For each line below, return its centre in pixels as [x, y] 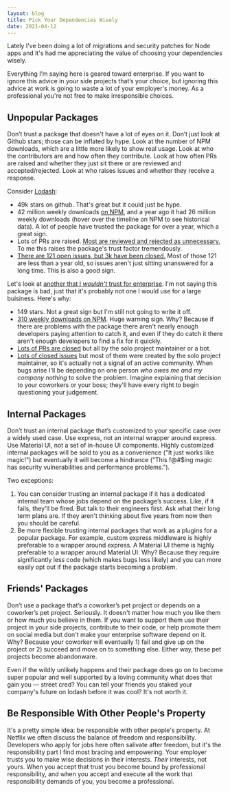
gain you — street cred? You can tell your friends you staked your [100, 684]
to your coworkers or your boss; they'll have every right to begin [108, 385]
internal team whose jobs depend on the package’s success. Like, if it [115, 501]
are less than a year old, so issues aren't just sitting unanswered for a [115, 263]
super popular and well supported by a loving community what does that [110, 677]
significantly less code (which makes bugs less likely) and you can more [119, 560]
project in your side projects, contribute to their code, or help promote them [114, 627]
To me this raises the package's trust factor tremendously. [100, 249]
